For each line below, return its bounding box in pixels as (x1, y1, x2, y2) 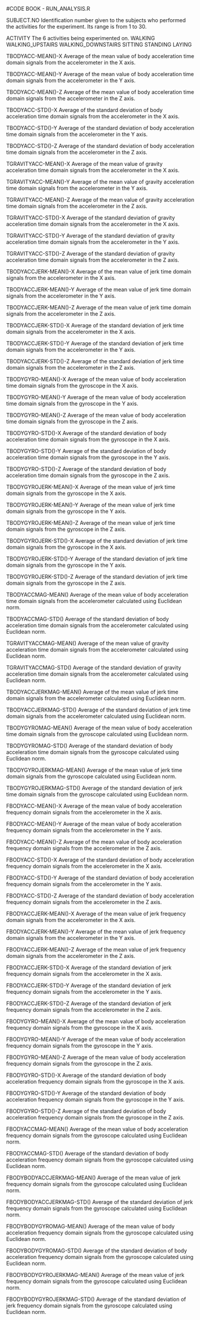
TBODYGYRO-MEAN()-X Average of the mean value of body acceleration (6, 376, 186, 382)
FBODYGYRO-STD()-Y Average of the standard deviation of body (6, 1090, 166, 1097)
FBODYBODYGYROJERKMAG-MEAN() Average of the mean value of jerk (6, 1272, 185, 1278)
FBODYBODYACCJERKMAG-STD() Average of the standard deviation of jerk (6, 1199, 193, 1205)
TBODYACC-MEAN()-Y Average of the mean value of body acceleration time (6, 71, 194, 77)
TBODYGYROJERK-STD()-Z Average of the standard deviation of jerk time (6, 573, 188, 580)
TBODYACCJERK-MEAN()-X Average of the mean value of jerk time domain (6, 268, 192, 275)
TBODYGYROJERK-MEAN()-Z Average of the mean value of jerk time (6, 519, 176, 526)
